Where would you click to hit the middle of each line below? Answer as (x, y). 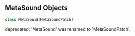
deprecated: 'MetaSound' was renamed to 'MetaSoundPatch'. (68, 29)
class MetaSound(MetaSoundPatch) (39, 19)
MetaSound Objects (36, 8)
